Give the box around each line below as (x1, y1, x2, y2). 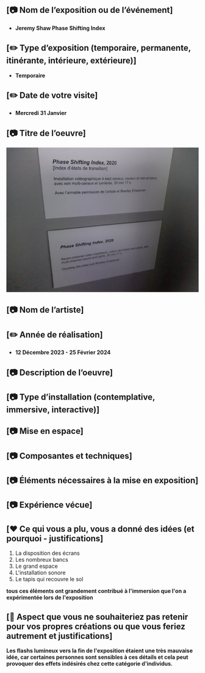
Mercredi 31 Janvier (15, 110, 67, 117)
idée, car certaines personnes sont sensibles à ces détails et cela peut (6, 653, 189, 661)
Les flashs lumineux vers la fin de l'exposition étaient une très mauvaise (6, 647, 193, 655)
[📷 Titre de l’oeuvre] (6, 128, 87, 138)
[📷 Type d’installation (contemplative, (6, 392, 156, 402)
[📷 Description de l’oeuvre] (6, 367, 113, 377)
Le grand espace (15, 562, 58, 570)
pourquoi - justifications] (6, 533, 104, 543)
